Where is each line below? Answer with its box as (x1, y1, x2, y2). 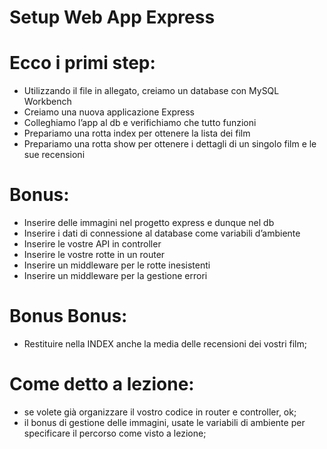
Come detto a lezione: (9, 373, 195, 396)
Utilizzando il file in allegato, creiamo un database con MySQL (23, 85, 280, 97)
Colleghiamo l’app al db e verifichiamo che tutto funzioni (23, 117, 257, 129)
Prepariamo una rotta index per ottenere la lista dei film (23, 127, 251, 140)
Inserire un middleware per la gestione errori (23, 270, 208, 282)
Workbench (23, 96, 72, 108)
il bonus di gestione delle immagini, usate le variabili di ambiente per (23, 416, 306, 428)
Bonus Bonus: (9, 305, 128, 328)
